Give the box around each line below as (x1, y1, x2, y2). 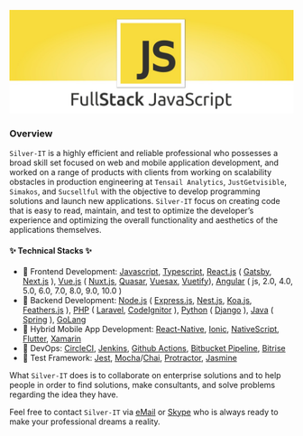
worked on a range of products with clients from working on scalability (9, 167, 272, 178)
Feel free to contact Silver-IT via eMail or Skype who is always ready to (9, 406, 279, 417)
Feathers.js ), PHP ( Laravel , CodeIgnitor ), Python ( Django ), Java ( (22, 304, 274, 315)
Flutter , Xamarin (22, 333, 82, 344)
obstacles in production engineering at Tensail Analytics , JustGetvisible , (9, 177, 287, 188)
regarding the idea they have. (9, 389, 119, 400)
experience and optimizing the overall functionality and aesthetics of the (9, 215, 278, 226)
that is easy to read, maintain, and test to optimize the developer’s (9, 205, 254, 217)
